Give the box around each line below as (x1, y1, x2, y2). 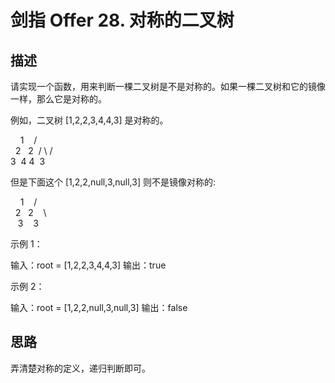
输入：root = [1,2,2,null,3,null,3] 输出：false (10, 302, 188, 313)
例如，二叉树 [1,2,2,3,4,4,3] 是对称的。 (10, 114, 169, 126)
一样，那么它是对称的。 (10, 93, 107, 105)
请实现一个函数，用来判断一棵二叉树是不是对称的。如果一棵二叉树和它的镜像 (10, 81, 326, 92)
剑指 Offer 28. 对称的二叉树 (10, 9, 235, 32)
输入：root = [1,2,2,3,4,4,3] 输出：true (10, 259, 167, 271)
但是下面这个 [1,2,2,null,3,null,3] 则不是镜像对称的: (10, 176, 216, 188)
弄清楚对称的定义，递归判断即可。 (10, 362, 151, 374)
